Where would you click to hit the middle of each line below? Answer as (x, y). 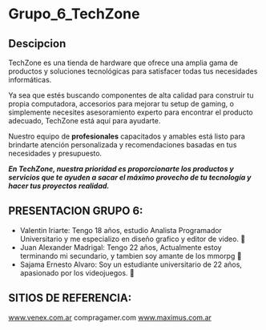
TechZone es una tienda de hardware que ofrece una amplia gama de (123, 62)
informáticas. (30, 80)
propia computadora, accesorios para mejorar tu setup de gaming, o (121, 104)
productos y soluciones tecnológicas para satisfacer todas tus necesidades (133, 71)
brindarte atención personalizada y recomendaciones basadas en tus (123, 145)
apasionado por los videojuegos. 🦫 (77, 272)
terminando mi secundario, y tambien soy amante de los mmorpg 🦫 (131, 256)
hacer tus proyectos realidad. (59, 186)
